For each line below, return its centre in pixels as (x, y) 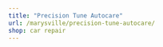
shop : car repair (37, 30)
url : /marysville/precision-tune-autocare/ (82, 23)
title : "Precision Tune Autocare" (66, 16)
